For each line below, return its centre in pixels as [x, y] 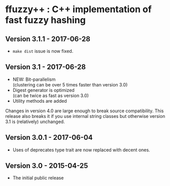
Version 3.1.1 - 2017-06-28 [48, 39]
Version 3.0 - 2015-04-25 [47, 166]
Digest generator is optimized [43, 90]
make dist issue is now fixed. [43, 51]
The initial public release [38, 178]
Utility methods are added [40, 101]
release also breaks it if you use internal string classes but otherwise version [85, 116]
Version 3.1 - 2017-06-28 [46, 67]
